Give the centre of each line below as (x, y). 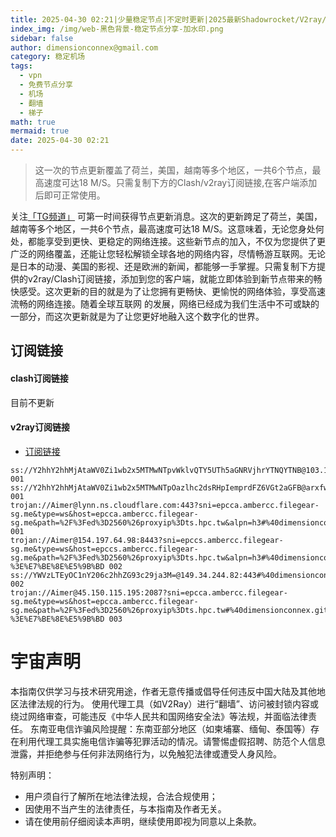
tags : (21, 66)
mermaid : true (40, 131)
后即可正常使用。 (70, 195)
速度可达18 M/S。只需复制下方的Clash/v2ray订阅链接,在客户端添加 (180, 182)
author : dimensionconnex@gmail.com (84, 47)
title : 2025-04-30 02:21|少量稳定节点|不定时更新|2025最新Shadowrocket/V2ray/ (168, 19)
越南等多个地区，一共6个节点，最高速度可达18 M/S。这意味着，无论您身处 (163, 229)
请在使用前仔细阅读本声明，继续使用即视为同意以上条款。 (143, 821)
